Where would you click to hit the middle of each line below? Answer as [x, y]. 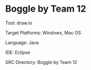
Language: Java [22, 42]
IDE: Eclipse [18, 52]
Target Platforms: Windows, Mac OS [43, 32]
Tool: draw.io [19, 23]
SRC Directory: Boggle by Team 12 [41, 62]
